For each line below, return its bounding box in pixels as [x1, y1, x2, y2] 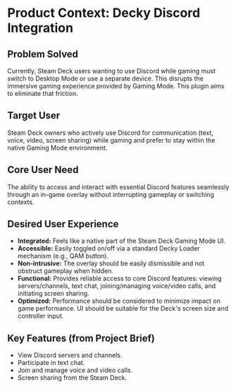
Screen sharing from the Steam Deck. [17, 373, 128, 382]
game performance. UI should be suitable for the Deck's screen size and [17, 304, 229, 313]
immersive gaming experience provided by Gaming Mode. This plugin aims [7, 82, 225, 90]
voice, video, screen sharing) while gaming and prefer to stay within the [7, 136, 216, 144]
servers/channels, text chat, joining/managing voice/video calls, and [17, 282, 216, 290]
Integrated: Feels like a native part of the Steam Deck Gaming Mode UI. [17, 237, 226, 245]
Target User [7, 109, 61, 121]
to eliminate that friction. [7, 90, 78, 97]
